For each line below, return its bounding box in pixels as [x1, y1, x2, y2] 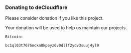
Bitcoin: [5, 34, 23, 40]
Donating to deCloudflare [5, 4, 68, 11]
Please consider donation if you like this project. [5, 15, 104, 21]
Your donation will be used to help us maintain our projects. [5, 25, 127, 31]
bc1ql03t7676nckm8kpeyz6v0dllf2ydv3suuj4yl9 [5, 43, 99, 48]
